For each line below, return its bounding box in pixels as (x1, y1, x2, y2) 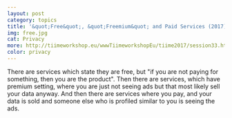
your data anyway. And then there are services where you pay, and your (7, 89, 213, 97)
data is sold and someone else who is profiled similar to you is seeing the (7, 97, 215, 105)
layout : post (7, 10, 45, 17)
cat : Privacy (7, 36, 45, 43)
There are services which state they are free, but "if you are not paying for (7, 67, 219, 76)
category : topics (7, 17, 57, 23)
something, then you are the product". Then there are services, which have (7, 75, 221, 83)
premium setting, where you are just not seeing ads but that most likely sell (7, 82, 220, 90)
